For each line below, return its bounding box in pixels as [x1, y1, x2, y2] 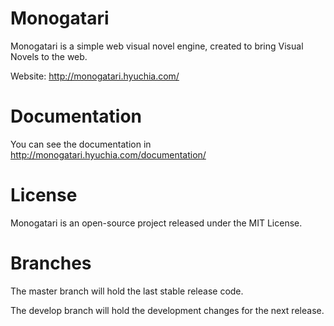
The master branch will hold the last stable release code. [10, 285, 244, 297]
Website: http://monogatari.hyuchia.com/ [10, 70, 180, 82]
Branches [10, 252, 92, 274]
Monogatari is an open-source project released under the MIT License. [10, 217, 303, 229]
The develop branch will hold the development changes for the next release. [10, 304, 325, 316]
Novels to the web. [10, 50, 88, 62]
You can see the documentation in [10, 138, 152, 150]
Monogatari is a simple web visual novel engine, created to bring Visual [10, 40, 304, 52]
